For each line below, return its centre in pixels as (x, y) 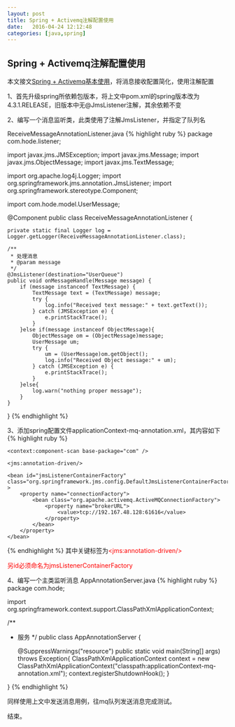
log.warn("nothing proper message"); (87, 391)
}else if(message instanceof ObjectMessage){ (87, 330)
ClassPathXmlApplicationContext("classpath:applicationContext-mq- (117, 666)
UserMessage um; (56, 342)
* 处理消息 (24, 257)
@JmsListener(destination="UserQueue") (65, 275)
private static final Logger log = (59, 231)
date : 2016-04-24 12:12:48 (50, 27)
